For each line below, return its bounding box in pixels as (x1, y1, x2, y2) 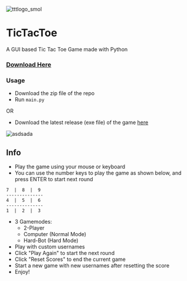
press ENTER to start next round (14, 175, 93, 182)
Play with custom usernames (14, 243, 86, 250)
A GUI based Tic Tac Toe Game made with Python (6, 45, 128, 53)
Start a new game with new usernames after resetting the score (14, 262, 170, 269)
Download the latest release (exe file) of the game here (14, 119, 149, 126)
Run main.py (14, 96, 45, 103)
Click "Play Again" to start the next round (14, 249, 115, 256)
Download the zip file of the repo (14, 90, 95, 97)
